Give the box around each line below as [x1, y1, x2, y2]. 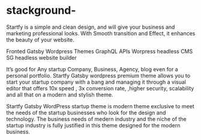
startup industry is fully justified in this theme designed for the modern [6, 121, 181, 129]
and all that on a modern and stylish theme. [6, 91, 113, 98]
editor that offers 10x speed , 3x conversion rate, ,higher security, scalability [6, 84, 194, 92]
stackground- [6, 4, 76, 17]
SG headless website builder [6, 54, 77, 61]
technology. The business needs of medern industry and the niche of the [6, 115, 187, 123]
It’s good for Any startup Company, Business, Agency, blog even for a [6, 65, 178, 72]
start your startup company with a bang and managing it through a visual [6, 78, 186, 86]
